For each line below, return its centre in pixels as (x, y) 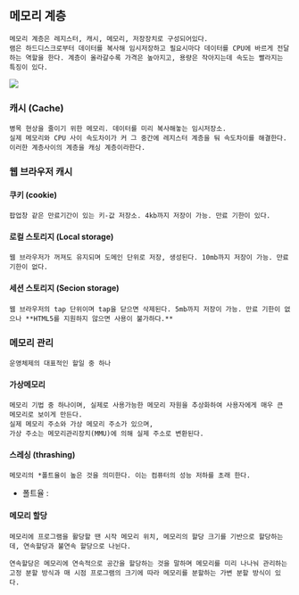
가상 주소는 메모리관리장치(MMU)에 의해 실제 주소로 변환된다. (107, 434)
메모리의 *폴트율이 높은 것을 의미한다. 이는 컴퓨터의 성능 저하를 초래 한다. (130, 475)
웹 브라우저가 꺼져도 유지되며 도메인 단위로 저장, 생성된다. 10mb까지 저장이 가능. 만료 (149, 258)
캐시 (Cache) (37, 108)
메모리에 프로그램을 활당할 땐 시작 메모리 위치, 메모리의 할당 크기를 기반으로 (132, 537)
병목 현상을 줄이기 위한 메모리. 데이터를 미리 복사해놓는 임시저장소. (118, 129)
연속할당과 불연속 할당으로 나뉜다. (77, 546)
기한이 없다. (29, 267)
